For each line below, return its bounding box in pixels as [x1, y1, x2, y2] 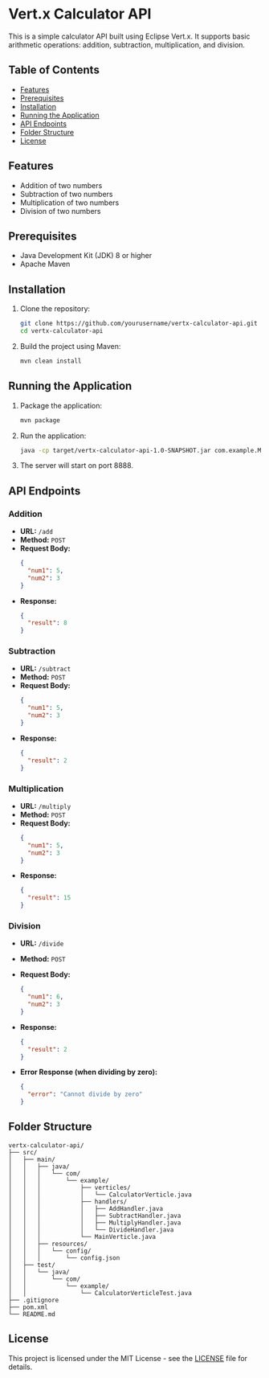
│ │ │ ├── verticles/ [8, 1183, 131, 1191]
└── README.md [8, 1310, 56, 1319]
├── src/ [8, 1148, 38, 1156]
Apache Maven [19, 259, 71, 269]
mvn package [19, 416, 60, 424]
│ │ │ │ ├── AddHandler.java [8, 1204, 163, 1212]
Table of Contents [8, 64, 100, 77]
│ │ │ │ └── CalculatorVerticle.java [8, 1191, 193, 1199]
